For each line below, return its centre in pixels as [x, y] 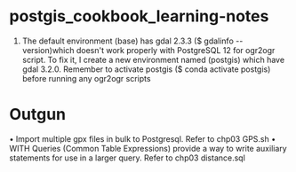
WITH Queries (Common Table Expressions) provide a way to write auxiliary [148, 148]
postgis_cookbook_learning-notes [139, 16]
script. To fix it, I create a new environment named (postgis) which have [153, 59]
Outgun [38, 115]
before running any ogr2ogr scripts [86, 78]
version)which [48, 50]
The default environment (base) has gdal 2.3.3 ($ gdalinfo [128, 41]
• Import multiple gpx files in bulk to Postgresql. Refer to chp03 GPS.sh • [143, 138]
